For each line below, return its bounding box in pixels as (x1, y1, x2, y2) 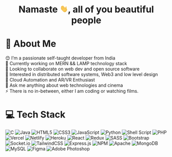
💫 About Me (5, 38, 56, 50)
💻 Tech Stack (5, 109, 66, 121)
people (71, 14, 102, 26)
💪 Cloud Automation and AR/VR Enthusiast (5, 77, 95, 83)
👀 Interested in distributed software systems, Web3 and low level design (5, 71, 158, 77)
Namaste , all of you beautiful (18, 4, 154, 15)
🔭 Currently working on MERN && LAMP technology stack (5, 61, 127, 67)
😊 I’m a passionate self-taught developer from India (5, 55, 116, 61)
